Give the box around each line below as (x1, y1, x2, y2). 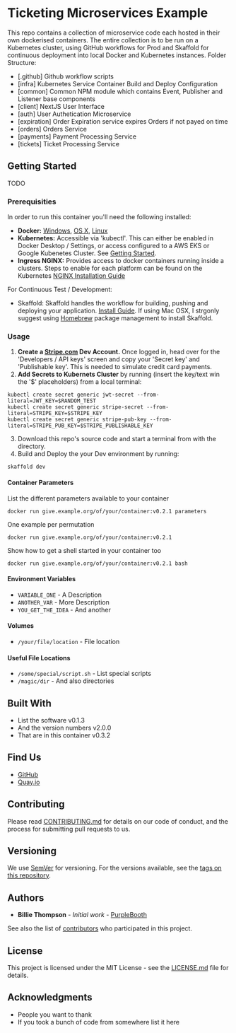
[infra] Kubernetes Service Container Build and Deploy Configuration (17, 79, 218, 88)
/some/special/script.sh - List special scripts (17, 670, 152, 678)
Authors (7, 892, 45, 904)
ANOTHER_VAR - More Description (17, 597, 110, 606)
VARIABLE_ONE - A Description (17, 590, 102, 599)
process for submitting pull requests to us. (7, 824, 131, 833)
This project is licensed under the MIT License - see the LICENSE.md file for (7, 964, 229, 972)
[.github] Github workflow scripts (17, 72, 114, 81)
